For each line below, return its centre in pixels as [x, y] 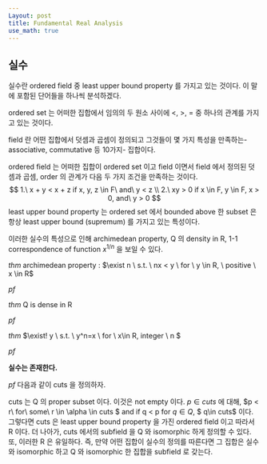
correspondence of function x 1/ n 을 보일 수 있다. [86, 248]
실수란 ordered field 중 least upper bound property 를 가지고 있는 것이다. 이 [129, 86]
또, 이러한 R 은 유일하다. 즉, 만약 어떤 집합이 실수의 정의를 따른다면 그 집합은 [126, 442]
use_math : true [34, 30]
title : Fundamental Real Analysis [66, 23]
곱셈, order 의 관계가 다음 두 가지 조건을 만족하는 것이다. [110, 177]
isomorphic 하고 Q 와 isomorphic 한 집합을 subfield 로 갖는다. [115, 451]
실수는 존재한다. [33, 367]
